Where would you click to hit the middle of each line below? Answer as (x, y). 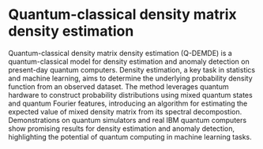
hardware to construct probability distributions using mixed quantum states (130, 95)
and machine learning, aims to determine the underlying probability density (130, 78)
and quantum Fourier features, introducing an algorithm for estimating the (128, 103)
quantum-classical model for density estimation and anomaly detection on (129, 61)
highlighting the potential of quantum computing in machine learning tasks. (130, 136)
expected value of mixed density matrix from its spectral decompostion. (125, 111)
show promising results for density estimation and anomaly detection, (122, 129)
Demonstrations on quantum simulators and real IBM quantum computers (128, 120)
